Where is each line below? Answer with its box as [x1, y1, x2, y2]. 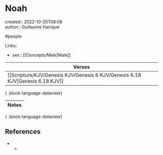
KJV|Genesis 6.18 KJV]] [7, 78, 64, 85]
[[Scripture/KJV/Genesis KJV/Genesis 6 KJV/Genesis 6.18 [7, 71, 142, 78]
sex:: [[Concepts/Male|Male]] [12, 52, 71, 58]
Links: [5, 42, 17, 48]
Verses [73, 63, 90, 70]
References [5, 127, 41, 136]
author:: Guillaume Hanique [5, 24, 60, 29]
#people [5, 33, 22, 39]
